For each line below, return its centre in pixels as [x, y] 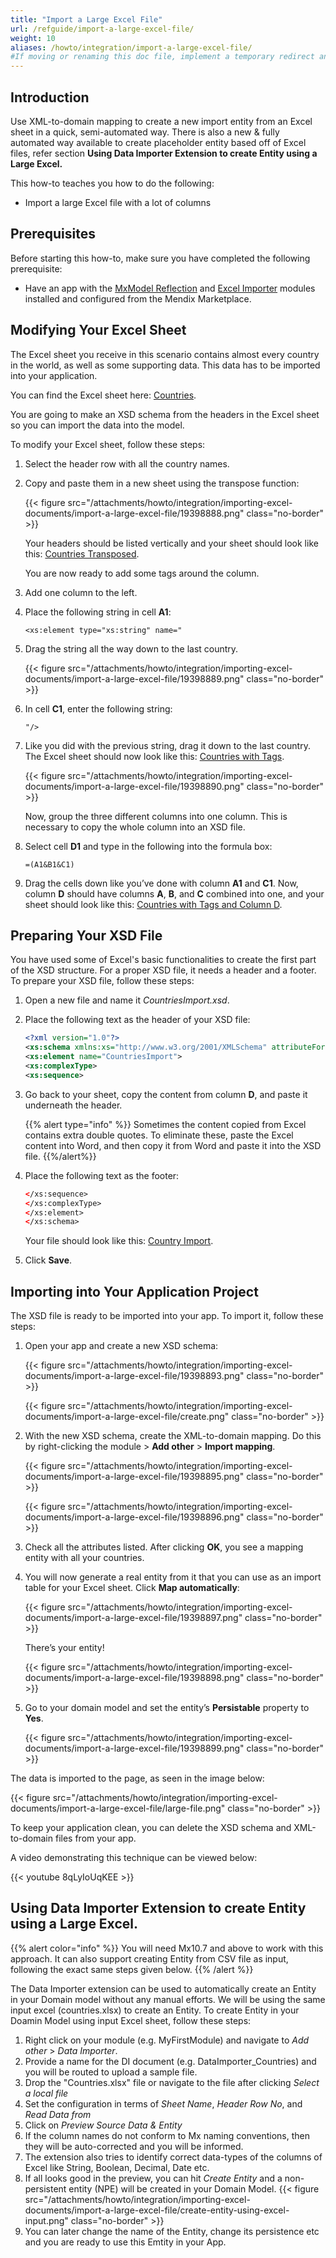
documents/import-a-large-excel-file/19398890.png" [134, 786]
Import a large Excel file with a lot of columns [118, 202]
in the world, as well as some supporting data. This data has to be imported [165, 365]
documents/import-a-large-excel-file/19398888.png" [134, 513]
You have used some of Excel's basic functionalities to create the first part [163, 960]
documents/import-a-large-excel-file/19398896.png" [134, 1517]
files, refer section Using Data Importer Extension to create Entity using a [164, 153]
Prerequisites [53, 234]
